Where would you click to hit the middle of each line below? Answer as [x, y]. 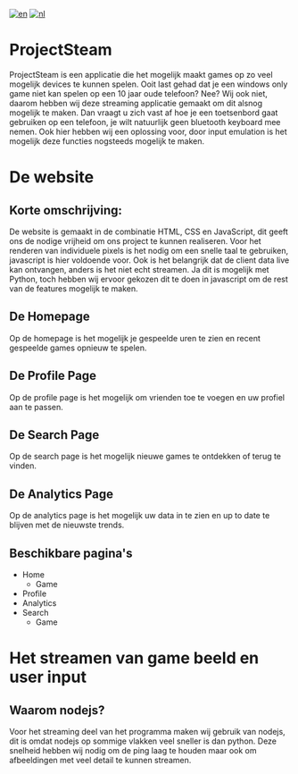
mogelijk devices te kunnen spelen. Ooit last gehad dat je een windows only [149, 84]
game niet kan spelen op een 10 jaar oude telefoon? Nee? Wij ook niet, [138, 93]
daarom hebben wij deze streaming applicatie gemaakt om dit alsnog [136, 103]
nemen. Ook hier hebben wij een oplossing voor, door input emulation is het [148, 131]
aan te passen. [37, 407]
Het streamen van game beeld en [134, 658]
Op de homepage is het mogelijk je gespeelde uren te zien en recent [135, 338]
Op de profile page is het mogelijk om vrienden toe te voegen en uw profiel [147, 397]
